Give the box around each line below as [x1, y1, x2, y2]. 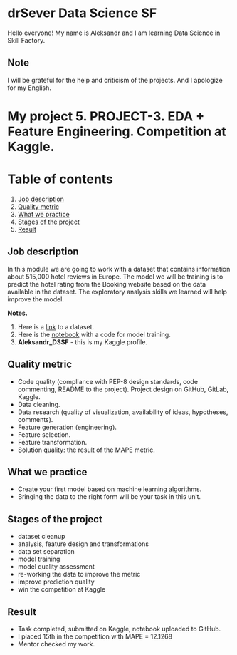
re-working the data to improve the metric [17, 570, 141, 579]
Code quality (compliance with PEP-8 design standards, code [17, 377, 198, 386]
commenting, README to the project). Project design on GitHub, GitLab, [17, 385, 229, 393]
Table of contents [7, 171, 114, 187]
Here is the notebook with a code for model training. [17, 330, 171, 339]
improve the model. [7, 294, 64, 304]
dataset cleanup [17, 532, 65, 541]
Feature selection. [17, 430, 71, 439]
